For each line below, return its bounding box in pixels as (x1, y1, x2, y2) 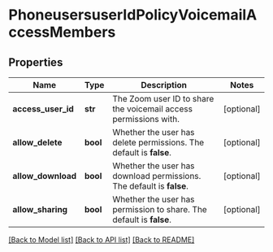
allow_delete (12, 137, 63, 148)
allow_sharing (12, 204, 67, 215)
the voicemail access (112, 103, 193, 115)
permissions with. (112, 114, 180, 124)
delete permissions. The (112, 137, 205, 148)
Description (141, 80, 188, 90)
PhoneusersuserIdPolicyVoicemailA (8, 6, 258, 24)
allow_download (12, 171, 77, 181)
